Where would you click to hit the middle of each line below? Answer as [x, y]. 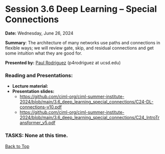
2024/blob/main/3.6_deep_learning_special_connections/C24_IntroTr [90, 118]
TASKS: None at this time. [36, 135]
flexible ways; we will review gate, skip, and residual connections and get [80, 48]
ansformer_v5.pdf [37, 123]
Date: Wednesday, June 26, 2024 [39, 33]
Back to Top [17, 146]
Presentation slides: [33, 92]
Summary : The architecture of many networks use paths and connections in [83, 42]
